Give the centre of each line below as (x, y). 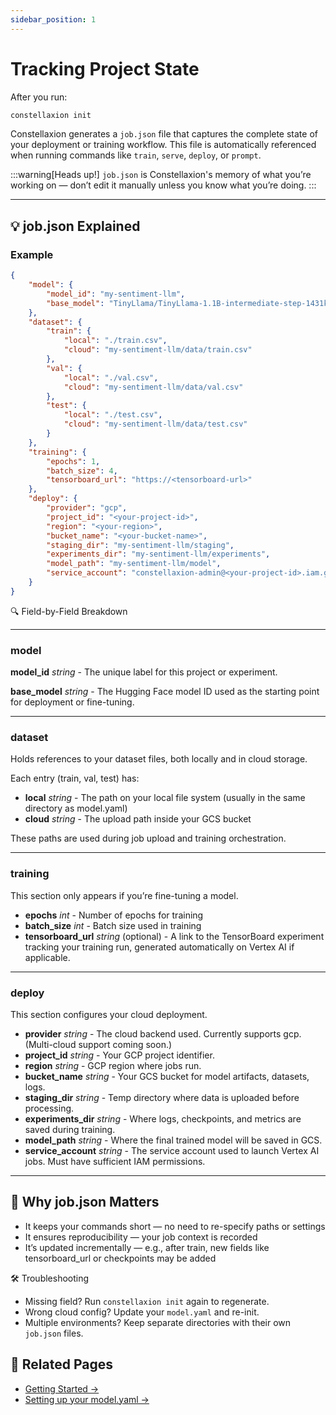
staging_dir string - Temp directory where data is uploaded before (162, 1097)
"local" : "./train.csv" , (115, 341)
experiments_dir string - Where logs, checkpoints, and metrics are (163, 1118)
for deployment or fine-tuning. (72, 702)
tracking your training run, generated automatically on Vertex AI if (159, 947)
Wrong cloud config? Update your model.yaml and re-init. (142, 1312)
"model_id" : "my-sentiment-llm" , (116, 294)
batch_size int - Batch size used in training (113, 925)
